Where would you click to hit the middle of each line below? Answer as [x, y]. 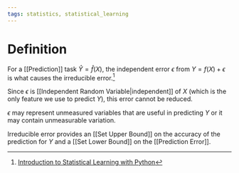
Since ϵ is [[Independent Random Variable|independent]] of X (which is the [117, 91]
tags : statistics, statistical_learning [68, 14]
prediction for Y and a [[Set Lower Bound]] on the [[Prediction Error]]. [109, 142]
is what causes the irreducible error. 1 [61, 77]
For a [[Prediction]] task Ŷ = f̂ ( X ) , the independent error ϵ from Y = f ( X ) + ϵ [116, 69]
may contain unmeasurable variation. [62, 120]
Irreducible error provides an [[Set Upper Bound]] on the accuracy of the [114, 134]
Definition [37, 49]
